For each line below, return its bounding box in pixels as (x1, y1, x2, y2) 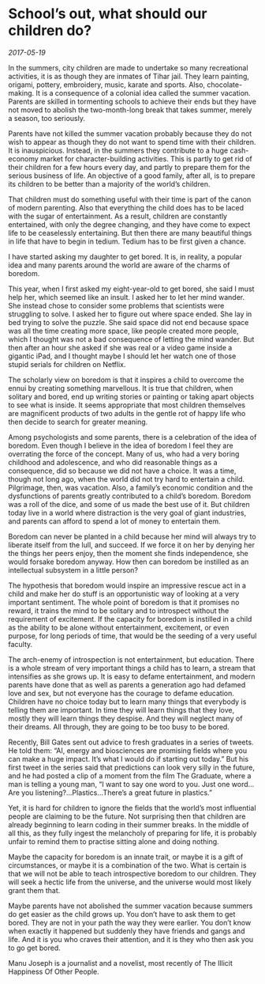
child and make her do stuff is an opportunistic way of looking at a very (8, 589, 240, 598)
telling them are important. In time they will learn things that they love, (8, 705, 235, 714)
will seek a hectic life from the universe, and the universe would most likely (8, 877, 252, 887)
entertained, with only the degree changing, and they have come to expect (8, 219, 251, 229)
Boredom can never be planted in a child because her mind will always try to (8, 532, 256, 541)
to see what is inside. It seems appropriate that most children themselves (8, 400, 246, 410)
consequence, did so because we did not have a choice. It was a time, (8, 466, 237, 475)
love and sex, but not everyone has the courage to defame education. (8, 688, 235, 698)
